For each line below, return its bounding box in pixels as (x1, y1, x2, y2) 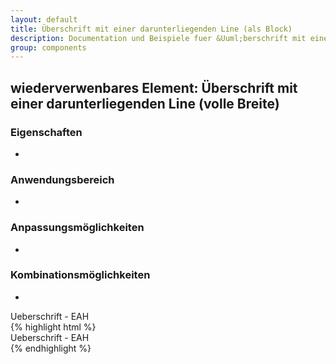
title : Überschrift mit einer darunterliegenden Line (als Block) (10, 24, 293, 34)
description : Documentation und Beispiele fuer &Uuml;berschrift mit (10, 33, 307, 43)
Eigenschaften (10, 125, 83, 139)
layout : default (10, 14, 78, 25)
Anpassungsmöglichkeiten (10, 221, 145, 235)
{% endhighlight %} (10, 342, 92, 354)
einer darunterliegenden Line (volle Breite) (10, 95, 280, 112)
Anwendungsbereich (10, 172, 115, 186)
